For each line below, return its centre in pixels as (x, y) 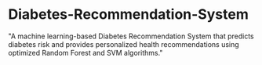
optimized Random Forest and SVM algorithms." (86, 52)
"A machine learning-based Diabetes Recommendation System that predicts (131, 36)
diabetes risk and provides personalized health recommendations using (124, 44)
